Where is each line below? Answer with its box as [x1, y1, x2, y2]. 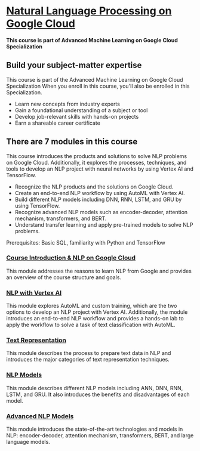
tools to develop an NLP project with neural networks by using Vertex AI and [6, 165, 194, 172]
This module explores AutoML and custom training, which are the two [6, 302, 177, 310]
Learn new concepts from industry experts [14, 100, 121, 107]
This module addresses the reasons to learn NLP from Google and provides [6, 267, 192, 274]
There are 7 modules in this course [6, 137, 138, 147]
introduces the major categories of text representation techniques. [6, 356, 170, 363]
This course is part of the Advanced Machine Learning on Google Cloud [6, 76, 183, 83]
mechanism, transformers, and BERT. [14, 215, 107, 222]
